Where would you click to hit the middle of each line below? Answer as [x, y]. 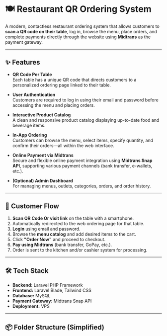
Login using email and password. [46, 229]
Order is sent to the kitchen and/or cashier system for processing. [80, 250]
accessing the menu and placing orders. [54, 105]
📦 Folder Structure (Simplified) [55, 327]
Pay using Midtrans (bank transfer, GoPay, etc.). [62, 245]
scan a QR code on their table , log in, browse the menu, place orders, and [81, 31]
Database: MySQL [31, 296]
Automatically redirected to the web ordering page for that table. [78, 223]
